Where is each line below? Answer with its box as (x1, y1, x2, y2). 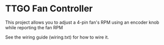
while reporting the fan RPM (5, 24, 63, 30)
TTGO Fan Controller (5, 3, 93, 14)
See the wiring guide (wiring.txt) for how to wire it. (5, 34, 109, 40)
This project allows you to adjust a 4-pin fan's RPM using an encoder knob (5, 19, 159, 25)
